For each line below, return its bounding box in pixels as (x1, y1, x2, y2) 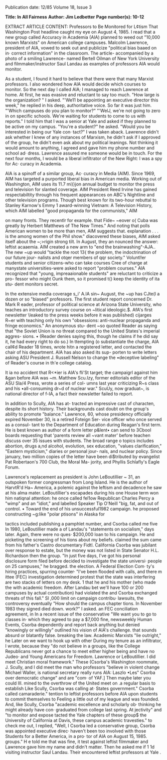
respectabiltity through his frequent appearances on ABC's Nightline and (5, 192, 155, 197)
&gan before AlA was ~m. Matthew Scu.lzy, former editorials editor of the (5, 375, 156, 380)
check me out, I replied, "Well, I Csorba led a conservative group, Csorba (5, 722, 156, 728)
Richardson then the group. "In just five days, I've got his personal (5, 552, 141, 558)
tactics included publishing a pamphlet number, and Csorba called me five (5, 521, 158, 526)
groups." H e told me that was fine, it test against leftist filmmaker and (5, 738, 149, 744)
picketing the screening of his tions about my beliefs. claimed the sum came (5, 537, 162, 542)
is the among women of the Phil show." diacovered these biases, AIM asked (5, 233, 161, 239)
